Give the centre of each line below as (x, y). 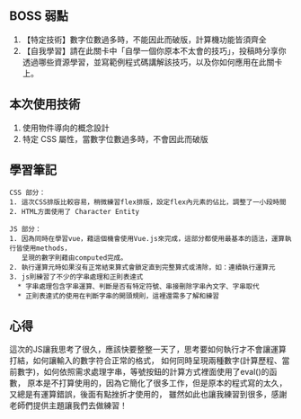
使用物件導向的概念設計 (66, 128)
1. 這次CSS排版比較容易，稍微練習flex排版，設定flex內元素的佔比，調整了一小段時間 (148, 202)
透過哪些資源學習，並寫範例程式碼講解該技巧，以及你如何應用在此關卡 (152, 62)
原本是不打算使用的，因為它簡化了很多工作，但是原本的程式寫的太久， (157, 383)
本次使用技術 (45, 105)
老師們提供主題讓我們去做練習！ (68, 406)
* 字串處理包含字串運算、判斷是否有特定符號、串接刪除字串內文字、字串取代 (138, 287)
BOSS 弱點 (39, 16)
